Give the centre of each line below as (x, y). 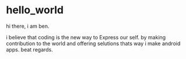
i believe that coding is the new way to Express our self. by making (86, 37)
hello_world (35, 10)
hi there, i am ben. (28, 26)
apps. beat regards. (30, 49)
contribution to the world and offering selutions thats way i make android (93, 43)
